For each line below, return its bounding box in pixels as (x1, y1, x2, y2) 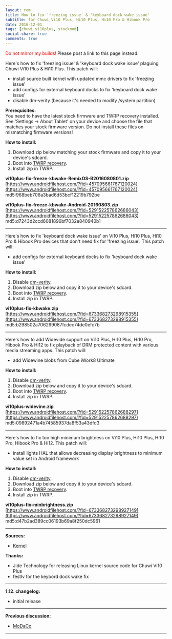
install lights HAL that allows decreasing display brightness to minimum (12, 450, 163, 456)
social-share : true (5, 31, 47, 36)
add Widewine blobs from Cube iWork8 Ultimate (12, 357, 115, 363)
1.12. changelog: (5, 588, 40, 594)
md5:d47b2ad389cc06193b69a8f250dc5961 (5, 518, 101, 524)
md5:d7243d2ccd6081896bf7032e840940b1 (5, 218, 101, 224)
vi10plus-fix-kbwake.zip (5, 305, 59, 311)
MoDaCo (12, 623, 32, 629)
